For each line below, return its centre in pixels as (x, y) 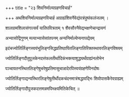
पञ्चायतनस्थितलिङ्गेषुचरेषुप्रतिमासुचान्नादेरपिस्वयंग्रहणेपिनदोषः (52, 68)
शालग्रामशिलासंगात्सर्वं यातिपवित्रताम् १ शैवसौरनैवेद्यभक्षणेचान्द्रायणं (56, 28)
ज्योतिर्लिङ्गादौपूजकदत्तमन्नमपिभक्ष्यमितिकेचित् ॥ (42, 89)
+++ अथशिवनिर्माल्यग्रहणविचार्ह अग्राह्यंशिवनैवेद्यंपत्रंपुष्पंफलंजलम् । (57, 18)
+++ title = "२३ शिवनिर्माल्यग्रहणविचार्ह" (39, 8)
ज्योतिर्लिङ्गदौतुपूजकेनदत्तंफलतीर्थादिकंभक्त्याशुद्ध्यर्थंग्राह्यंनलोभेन (55, 58)
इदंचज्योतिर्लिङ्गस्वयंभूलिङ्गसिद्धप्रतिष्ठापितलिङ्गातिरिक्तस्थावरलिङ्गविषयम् (64, 48)
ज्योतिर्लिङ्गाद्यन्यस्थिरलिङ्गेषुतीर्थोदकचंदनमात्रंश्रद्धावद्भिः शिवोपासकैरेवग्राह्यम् (64, 79)
